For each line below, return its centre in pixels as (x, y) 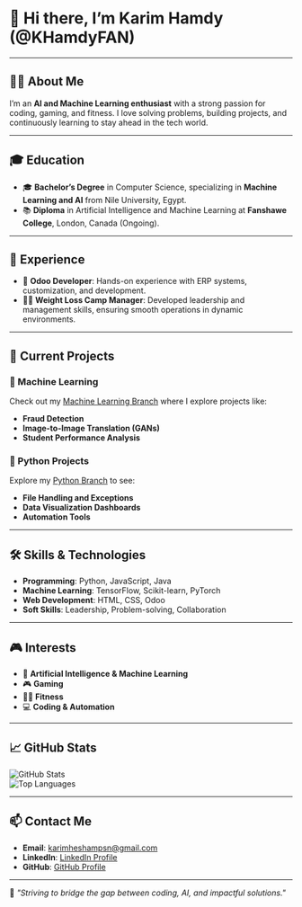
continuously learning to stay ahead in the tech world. (109, 122)
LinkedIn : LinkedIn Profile (70, 857)
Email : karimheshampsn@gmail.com (90, 848)
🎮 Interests (43, 648)
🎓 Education (47, 160)
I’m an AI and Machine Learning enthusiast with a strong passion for (138, 103)
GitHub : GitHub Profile (64, 867)
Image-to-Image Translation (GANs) (91, 428)
